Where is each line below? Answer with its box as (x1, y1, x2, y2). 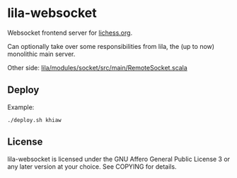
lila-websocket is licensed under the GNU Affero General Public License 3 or (7, 155, 231, 163)
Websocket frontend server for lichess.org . (7, 28, 133, 37)
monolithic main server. (7, 50, 76, 58)
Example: (7, 103, 35, 111)
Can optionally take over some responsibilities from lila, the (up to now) (7, 42, 214, 50)
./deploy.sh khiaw (7, 116, 62, 123)
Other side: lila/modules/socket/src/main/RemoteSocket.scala (7, 63, 187, 72)
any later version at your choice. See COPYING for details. (7, 162, 177, 171)
